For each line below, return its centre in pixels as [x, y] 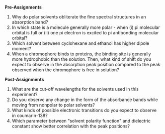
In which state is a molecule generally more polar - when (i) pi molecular [86, 27]
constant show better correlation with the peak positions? [71, 126]
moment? [21, 49]
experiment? [25, 94]
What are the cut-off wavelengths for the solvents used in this [75, 89]
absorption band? [30, 22]
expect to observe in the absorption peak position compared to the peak [86, 65]
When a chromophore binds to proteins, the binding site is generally [81, 54]
